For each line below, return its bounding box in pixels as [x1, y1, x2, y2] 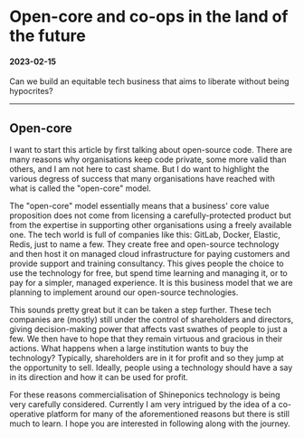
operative [9, 409, 45, 420]
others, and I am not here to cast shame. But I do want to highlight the [9, 164, 270, 175]
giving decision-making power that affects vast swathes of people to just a [9, 324, 288, 335]
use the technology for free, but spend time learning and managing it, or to [9, 268, 288, 279]
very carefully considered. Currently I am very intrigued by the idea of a [9, 399, 277, 410]
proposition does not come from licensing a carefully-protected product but [9, 210, 291, 221]
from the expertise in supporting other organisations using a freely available [9, 220, 292, 231]
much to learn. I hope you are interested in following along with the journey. [9, 418, 291, 429]
